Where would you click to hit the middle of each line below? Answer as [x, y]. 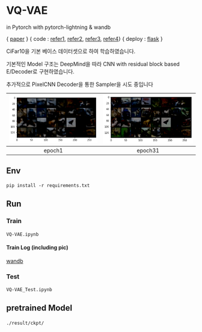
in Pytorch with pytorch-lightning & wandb [59, 27]
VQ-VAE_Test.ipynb [29, 290]
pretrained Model [39, 308]
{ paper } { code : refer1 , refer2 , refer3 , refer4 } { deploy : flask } [85, 38]
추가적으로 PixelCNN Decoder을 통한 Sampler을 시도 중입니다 [80, 84]
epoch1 [53, 150]
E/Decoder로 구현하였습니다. [41, 71]
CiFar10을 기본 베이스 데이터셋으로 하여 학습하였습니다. [71, 51]
